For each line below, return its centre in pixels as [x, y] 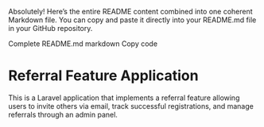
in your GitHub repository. [50, 28]
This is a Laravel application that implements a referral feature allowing [124, 98]
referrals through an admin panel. [63, 114]
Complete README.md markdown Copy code [83, 44]
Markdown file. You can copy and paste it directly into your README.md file [132, 20]
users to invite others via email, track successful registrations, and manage [131, 106]
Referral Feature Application [103, 76]
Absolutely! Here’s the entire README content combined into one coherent [130, 12]
